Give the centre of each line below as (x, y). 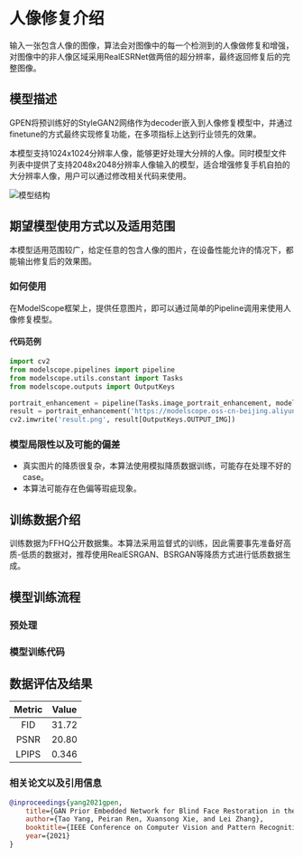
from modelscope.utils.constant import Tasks (96, 378)
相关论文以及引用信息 (55, 783)
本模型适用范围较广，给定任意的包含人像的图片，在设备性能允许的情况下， (147, 250)
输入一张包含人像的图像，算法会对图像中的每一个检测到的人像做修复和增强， (151, 45)
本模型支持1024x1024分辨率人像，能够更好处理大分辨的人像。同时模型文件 (148, 153)
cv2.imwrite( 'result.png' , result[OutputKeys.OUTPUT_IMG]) (123, 420)
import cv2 (30, 362)
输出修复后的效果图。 (56, 261)
